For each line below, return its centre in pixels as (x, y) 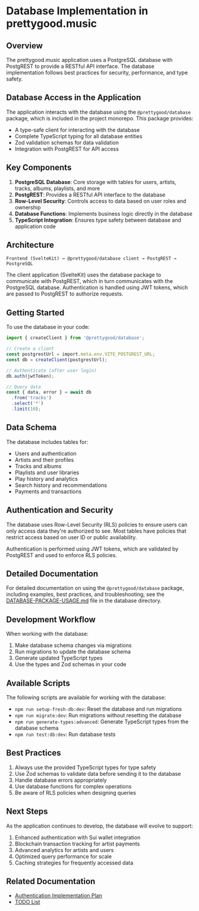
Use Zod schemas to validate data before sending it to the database (98, 773)
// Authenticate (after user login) (51, 371)
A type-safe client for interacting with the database (77, 130)
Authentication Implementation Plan (58, 896)
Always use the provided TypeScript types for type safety (85, 767)
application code (35, 226)
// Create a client (30, 349)
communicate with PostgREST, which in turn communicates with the (90, 281)
